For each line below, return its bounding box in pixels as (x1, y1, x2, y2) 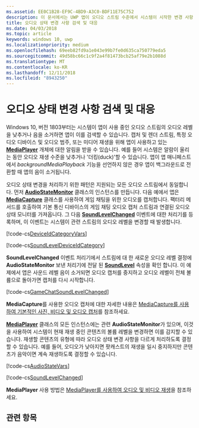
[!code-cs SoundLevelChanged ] (6, 374, 83, 382)
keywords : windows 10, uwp (6, 36, 73, 42)
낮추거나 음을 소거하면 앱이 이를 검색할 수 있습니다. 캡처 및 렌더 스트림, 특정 (12, 131, 187, 138)
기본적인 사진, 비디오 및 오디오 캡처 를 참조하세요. (17, 308, 129, 315)
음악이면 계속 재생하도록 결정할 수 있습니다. (17, 351, 118, 358)
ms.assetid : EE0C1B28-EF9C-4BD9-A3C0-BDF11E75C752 (6, 8, 134, 15)
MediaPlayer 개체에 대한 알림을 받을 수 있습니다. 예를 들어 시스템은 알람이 (6, 146, 179, 153)
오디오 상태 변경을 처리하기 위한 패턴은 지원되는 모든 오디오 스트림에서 (6, 181, 168, 188)
